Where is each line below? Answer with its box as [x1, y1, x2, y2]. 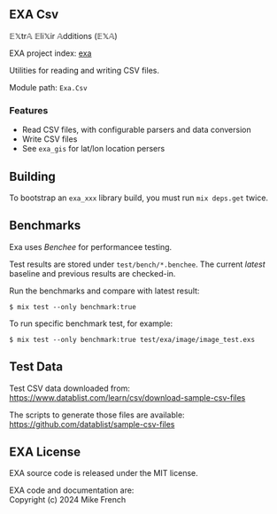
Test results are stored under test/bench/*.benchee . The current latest [9, 259, 265, 269]
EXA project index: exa [9, 48, 92, 58]
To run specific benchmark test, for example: [9, 318, 173, 329]
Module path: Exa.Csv [9, 82, 88, 92]
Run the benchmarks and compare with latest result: [9, 285, 200, 296]
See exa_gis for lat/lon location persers [21, 144, 165, 154]
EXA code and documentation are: [9, 485, 135, 495]
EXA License [9, 444, 81, 459]
